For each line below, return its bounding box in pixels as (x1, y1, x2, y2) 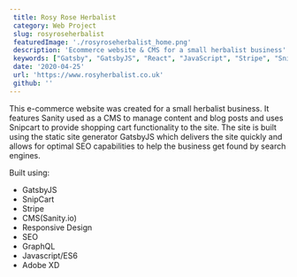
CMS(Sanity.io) (21, 212, 78, 223)
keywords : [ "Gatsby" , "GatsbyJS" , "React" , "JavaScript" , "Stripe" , (12, 54, 271, 63)
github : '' (12, 79, 53, 88)
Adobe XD (21, 259, 60, 270)
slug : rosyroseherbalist (12, 29, 104, 38)
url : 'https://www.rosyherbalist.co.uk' (12, 71, 164, 80)
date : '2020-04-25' (12, 63, 86, 72)
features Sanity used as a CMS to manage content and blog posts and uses (9, 112, 284, 123)
